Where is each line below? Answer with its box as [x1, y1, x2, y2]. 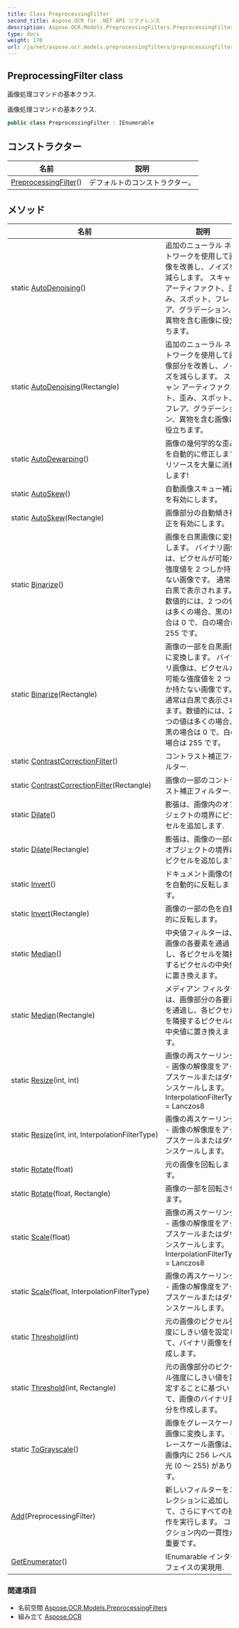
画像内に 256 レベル [164, 1450, 233, 1460]
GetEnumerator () [11, 1557, 68, 1567]
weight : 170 [7, 37, 43, 44]
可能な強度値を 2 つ [164, 674, 231, 684]
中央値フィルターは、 [164, 928, 237, 938]
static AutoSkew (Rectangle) [11, 513, 105, 523]
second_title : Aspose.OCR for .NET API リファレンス [7, 17, 161, 24]
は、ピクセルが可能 [164, 553, 230, 563]
